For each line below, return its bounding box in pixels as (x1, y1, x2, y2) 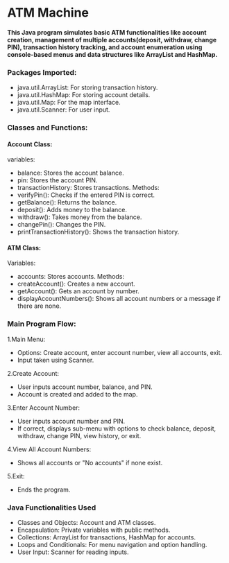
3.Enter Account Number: (7, 404, 80, 412)
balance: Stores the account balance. (17, 168, 124, 177)
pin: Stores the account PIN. (17, 176, 98, 184)
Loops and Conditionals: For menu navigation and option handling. (17, 541, 207, 548)
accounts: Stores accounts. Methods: (17, 272, 125, 281)
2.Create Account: (7, 369, 60, 377)
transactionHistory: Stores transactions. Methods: (17, 184, 160, 192)
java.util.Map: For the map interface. (17, 98, 121, 107)
